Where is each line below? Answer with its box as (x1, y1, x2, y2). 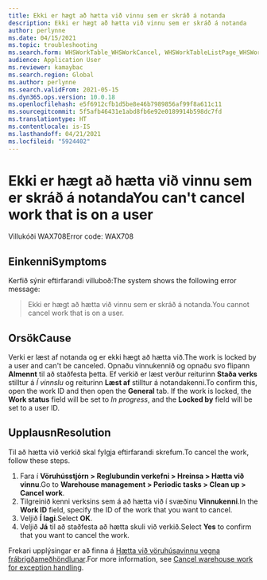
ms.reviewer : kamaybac (8, 64, 83, 72)
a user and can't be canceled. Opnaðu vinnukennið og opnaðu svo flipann (8, 361, 250, 371)
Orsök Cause (8, 331, 72, 344)
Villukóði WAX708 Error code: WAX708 (8, 232, 133, 241)
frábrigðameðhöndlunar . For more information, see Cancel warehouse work (8, 554, 253, 563)
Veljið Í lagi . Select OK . (19, 513, 93, 523)
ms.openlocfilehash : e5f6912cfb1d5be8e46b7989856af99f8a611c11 (8, 100, 222, 108)
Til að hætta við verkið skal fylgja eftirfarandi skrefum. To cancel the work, (8, 447, 249, 457)
